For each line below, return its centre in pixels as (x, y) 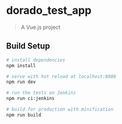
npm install (21, 66)
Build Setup (28, 46)
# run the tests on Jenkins (41, 93)
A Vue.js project (41, 27)
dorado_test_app (49, 11)
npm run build (24, 115)
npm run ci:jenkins (30, 99)
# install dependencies (36, 60)
